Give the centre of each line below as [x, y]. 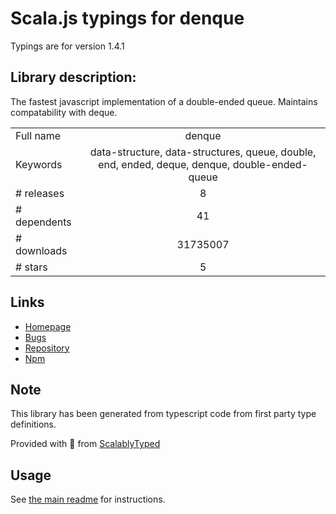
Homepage [48, 326]
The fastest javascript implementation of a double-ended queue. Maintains [164, 101]
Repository [47, 348]
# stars [31, 267]
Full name [38, 135]
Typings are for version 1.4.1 [67, 46]
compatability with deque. [64, 112]
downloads [41, 250]
